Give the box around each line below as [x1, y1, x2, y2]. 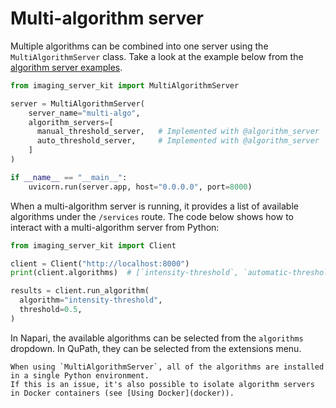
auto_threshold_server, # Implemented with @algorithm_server [36, 136, 320, 146]
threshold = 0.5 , [19, 305, 83, 315]
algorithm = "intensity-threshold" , [19, 295, 163, 306]
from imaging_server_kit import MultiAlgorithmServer [10, 80, 240, 91]
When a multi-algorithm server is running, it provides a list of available [10, 200, 299, 212]
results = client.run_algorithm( [10, 286, 150, 296]
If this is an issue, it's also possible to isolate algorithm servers [10, 379, 315, 389]
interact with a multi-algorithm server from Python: [10, 221, 220, 233]
